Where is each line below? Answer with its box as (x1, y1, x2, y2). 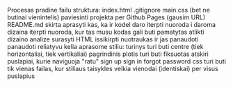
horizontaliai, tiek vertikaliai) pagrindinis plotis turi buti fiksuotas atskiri (7, 50, 209, 58)
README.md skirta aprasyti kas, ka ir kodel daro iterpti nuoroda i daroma (7, 21, 216, 28)
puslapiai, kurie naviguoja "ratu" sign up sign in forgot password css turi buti (7, 57, 227, 65)
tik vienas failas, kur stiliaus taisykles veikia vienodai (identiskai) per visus (7, 65, 218, 72)
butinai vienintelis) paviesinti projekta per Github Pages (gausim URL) (7, 13, 206, 21)
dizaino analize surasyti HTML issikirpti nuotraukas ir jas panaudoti (7, 35, 199, 43)
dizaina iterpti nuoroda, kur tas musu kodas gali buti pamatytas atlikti (7, 28, 204, 36)
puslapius (7, 72, 35, 80)
